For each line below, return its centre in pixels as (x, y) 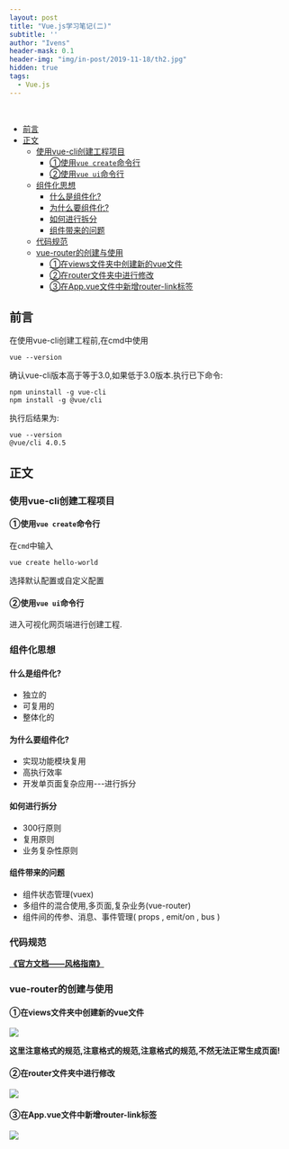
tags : (19, 76)
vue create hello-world (54, 562)
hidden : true (34, 68)
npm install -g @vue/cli (56, 400)
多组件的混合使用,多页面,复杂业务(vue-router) (107, 905)
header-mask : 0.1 (42, 51)
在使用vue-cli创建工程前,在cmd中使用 (79, 341)
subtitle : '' (34, 34)
